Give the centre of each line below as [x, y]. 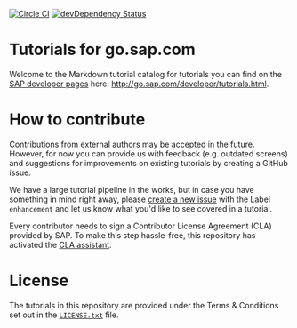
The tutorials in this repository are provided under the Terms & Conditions [144, 305]
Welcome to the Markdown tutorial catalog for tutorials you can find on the [146, 74]
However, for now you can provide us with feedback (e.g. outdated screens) [149, 153]
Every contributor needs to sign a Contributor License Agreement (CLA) [141, 226]
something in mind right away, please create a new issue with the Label [140, 199]
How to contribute [77, 120]
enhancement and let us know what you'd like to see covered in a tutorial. [141, 208]
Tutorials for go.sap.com [102, 50]
